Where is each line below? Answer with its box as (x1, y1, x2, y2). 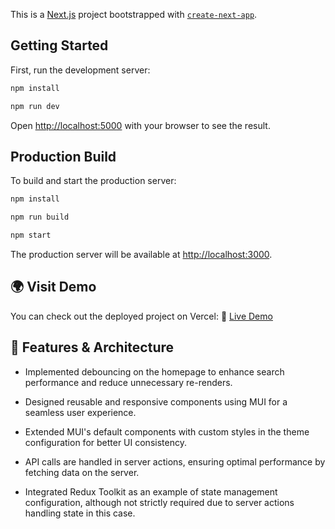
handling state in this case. (24, 507, 136, 519)
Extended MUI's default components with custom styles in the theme (24, 425, 310, 438)
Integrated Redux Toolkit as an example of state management (24, 485, 278, 498)
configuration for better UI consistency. (24, 436, 187, 448)
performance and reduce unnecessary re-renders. (24, 376, 233, 388)
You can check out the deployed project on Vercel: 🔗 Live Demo (10, 310, 273, 322)
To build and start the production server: (10, 175, 177, 187)
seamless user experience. (24, 406, 137, 418)
